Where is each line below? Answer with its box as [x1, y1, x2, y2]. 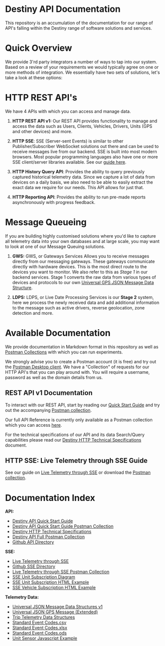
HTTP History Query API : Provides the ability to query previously [12, 168, 145, 174]
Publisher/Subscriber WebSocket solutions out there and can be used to [12, 143, 159, 149]
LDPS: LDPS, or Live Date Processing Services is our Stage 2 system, [12, 294, 154, 300]
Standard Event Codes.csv [12, 620, 66, 626]
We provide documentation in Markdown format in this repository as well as [5, 344, 159, 349]
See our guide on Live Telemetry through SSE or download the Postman [5, 469, 151, 476]
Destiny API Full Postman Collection [12, 534, 85, 540]
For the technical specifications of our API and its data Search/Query [5, 432, 145, 438]
